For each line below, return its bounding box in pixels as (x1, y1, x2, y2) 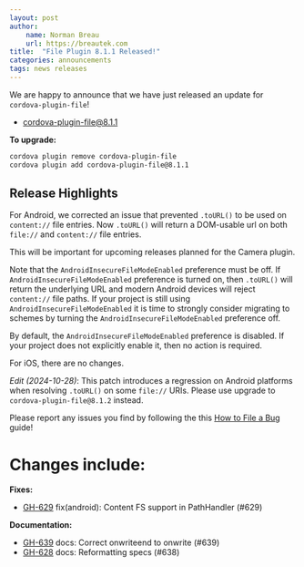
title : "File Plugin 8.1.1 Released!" (9, 47, 161, 57)
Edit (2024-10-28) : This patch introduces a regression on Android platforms (9, 376, 293, 387)
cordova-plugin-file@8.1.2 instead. (9, 395, 144, 406)
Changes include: (9, 454, 146, 475)
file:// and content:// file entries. (9, 229, 142, 240)
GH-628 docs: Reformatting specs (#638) (22, 547, 180, 558)
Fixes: (9, 484, 34, 495)
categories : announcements (9, 56, 112, 65)
